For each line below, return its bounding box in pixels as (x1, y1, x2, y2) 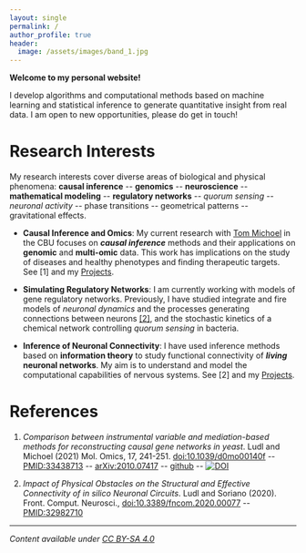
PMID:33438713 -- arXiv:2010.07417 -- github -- (22, 461, 204, 471)
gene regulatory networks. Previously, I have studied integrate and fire (22, 293, 287, 305)
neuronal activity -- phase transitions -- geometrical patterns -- (9, 200, 249, 211)
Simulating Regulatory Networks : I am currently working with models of (22, 284, 296, 295)
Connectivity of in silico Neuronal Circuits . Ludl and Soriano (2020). (22, 488, 278, 498)
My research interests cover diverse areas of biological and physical (9, 171, 266, 182)
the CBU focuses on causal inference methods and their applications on (22, 238, 296, 249)
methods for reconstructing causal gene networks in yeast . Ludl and (22, 441, 280, 452)
